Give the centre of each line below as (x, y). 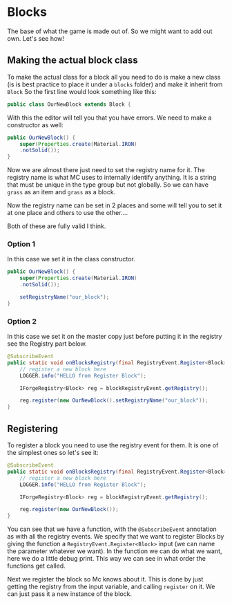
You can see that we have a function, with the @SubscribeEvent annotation (112, 529)
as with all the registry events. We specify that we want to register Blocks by (116, 537)
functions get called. (36, 566)
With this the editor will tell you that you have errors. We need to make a (109, 118)
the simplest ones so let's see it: (53, 453)
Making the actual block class (72, 60)
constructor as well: (35, 124)
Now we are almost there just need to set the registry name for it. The (106, 170)
